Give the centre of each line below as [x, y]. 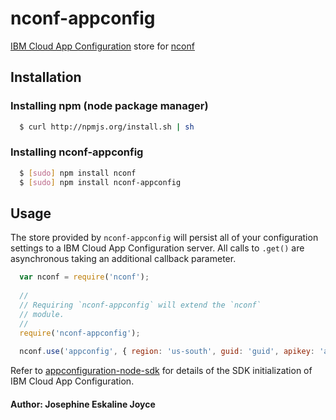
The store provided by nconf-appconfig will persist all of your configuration [164, 238]
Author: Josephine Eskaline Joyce [83, 404]
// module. [42, 314]
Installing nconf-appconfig [77, 152]
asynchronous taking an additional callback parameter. [123, 259]
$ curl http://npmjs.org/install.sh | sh [107, 127]
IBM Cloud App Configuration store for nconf [102, 46]
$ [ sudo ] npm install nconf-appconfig [100, 182]
